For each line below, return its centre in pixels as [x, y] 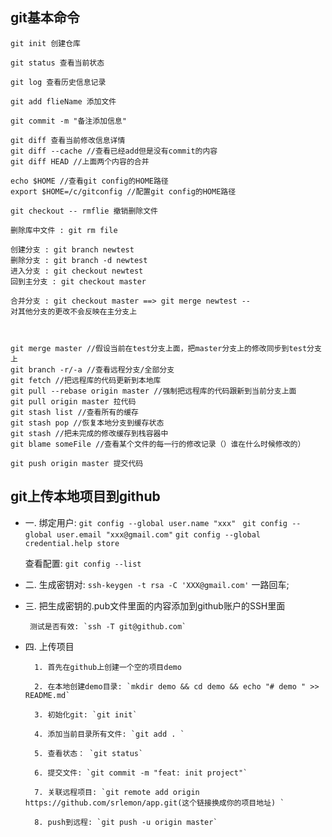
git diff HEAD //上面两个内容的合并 [80, 161]
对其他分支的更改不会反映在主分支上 [74, 311]
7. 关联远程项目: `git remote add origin [117, 792]
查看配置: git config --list [83, 563]
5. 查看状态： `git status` [89, 753]
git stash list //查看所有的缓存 [74, 412]
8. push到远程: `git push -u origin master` [126, 822]
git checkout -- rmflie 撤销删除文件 [84, 211]
